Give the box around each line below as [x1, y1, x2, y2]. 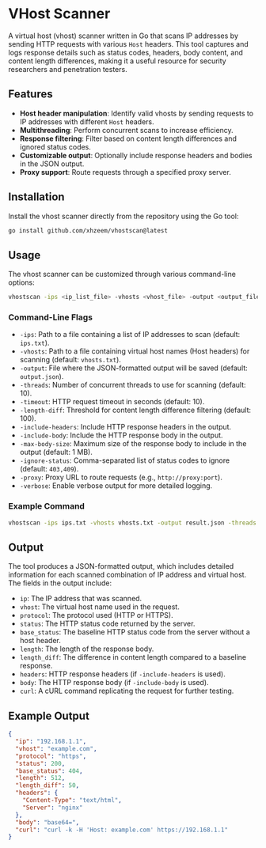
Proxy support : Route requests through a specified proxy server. [19, 167, 231, 176]
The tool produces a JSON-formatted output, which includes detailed [8, 562, 234, 571]
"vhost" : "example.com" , [15, 744, 97, 752]
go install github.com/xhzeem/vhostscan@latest [8, 226, 169, 234]
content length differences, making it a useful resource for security [8, 56, 227, 66]
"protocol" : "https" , [15, 752, 87, 760]
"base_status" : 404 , [15, 767, 83, 775]
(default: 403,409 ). [19, 464, 79, 474]
